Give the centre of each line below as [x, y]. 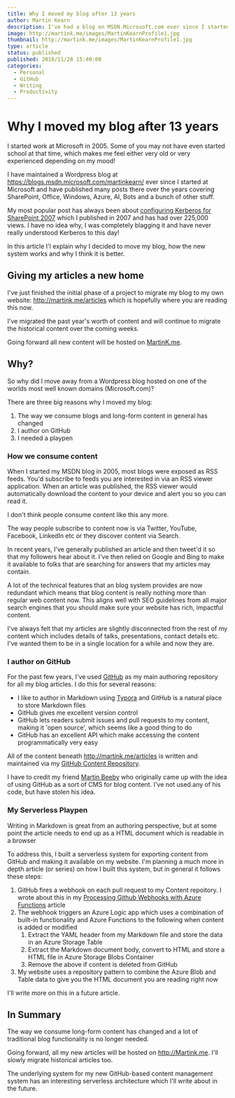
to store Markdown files [51, 706]
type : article [28, 46]
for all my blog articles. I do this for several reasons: [82, 685]
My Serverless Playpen [48, 810]
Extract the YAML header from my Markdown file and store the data [125, 934]
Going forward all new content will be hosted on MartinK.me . [94, 342]
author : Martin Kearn [39, 20]
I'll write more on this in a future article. [64, 993]
